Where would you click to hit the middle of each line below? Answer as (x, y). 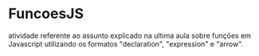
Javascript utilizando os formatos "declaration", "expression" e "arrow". (126, 43)
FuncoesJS (46, 14)
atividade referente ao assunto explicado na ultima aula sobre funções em (130, 35)
